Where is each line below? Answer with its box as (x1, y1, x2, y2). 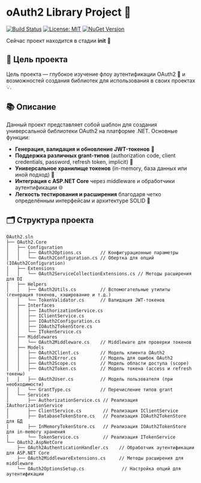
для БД (6, 419, 23, 425)
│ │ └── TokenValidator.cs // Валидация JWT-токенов (6, 298, 165, 304)
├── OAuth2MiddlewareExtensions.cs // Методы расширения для (17, 455, 184, 461)
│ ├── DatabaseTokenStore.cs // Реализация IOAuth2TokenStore (6, 413, 187, 419)
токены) (6, 371, 26, 377)
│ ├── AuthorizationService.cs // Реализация (6, 397, 138, 404)
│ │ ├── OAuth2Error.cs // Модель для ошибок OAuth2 (6, 355, 173, 361)
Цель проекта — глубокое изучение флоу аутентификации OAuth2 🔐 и (6, 70, 186, 78)
